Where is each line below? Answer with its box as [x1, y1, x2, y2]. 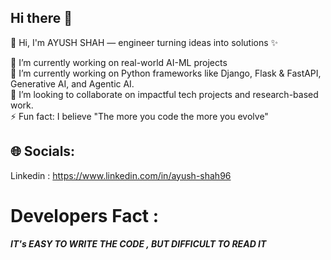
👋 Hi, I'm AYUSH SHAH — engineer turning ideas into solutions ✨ [10, 36, 279, 48]
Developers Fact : [10, 204, 160, 227]
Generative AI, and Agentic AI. [10, 77, 135, 90]
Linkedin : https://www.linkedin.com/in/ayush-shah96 [10, 169, 232, 181]
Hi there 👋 [10, 10, 73, 27]
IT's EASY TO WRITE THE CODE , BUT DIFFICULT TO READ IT [10, 237, 267, 250]
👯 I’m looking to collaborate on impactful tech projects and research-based [10, 88, 319, 100]
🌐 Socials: [10, 143, 76, 160]
